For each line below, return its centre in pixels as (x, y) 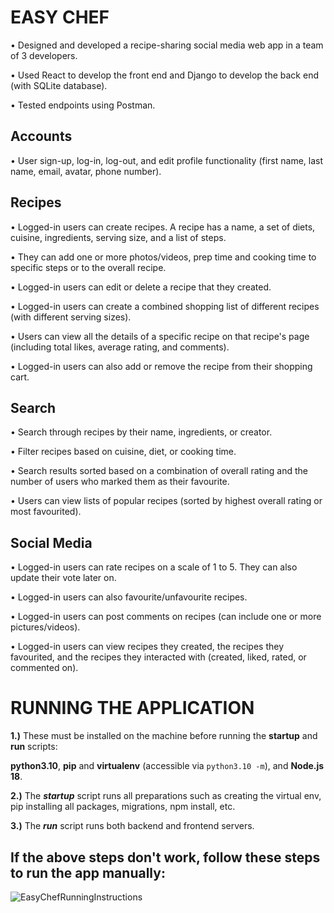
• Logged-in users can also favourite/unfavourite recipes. (129, 597)
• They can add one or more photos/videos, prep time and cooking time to (163, 257)
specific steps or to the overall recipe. (88, 267)
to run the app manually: (88, 872)
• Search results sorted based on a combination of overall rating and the (159, 471)
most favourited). (46, 512)
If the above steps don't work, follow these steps (165, 857)
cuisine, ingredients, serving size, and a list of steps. (118, 237)
